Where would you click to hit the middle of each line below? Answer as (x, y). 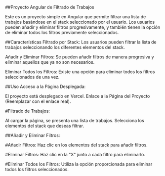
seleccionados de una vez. (32, 77)
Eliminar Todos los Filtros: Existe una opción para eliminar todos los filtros (80, 72)
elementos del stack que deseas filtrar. (45, 126)
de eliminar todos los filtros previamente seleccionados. (62, 32)
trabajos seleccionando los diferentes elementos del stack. (65, 47)
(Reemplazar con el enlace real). (38, 101)
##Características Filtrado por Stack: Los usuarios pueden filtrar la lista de (81, 42)
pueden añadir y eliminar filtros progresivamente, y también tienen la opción (83, 27)
